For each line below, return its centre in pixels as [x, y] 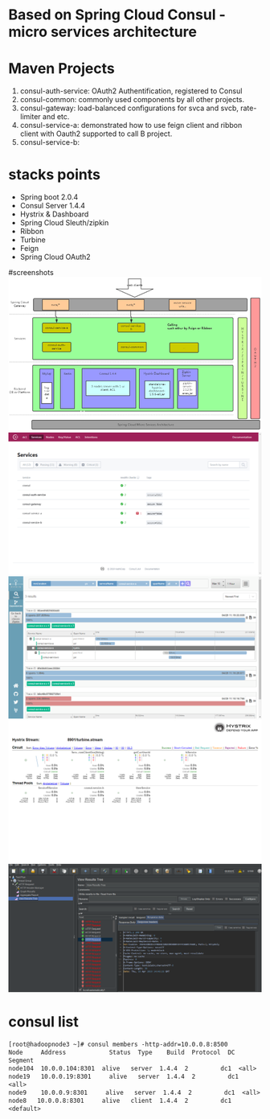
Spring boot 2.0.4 [49, 197]
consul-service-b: [50, 142]
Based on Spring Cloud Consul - [117, 15]
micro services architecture [102, 32]
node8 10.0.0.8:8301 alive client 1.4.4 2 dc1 [120, 1100]
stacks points [54, 175]
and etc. [56, 117]
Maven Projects [61, 69]
